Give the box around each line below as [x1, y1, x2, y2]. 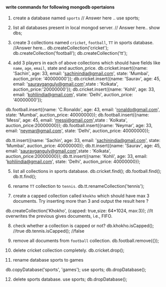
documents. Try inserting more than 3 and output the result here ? [12, 198, 149, 204]
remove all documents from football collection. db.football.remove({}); [12, 238, 159, 244]
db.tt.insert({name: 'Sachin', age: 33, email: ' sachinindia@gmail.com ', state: [5, 138, 161, 143]
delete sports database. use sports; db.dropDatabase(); [12, 277, 128, 283]
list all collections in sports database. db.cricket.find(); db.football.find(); [12, 168, 162, 174]
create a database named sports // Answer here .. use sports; [12, 15, 140, 21]
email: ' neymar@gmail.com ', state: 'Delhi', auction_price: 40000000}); [5, 128, 150, 134]
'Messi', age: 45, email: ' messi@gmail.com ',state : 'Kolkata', [5, 117, 128, 123]
